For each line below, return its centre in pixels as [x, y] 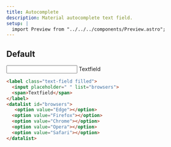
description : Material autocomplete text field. [70, 18]
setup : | [17, 23]
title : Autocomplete [33, 12]
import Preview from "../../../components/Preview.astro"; [89, 29]
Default [21, 54]
